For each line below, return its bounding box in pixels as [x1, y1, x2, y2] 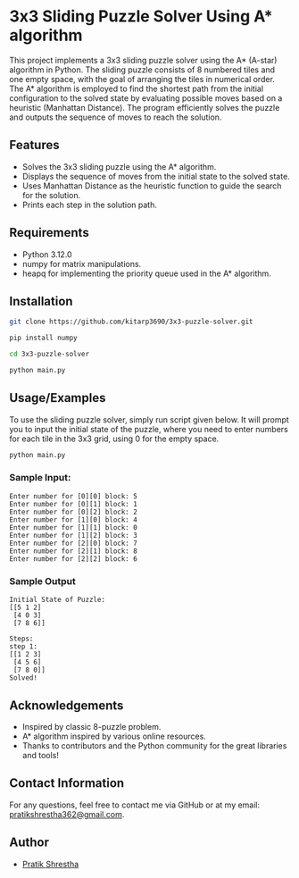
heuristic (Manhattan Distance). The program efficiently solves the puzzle [9, 102, 280, 113]
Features [9, 138, 60, 153]
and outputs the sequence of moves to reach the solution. [9, 112, 222, 122]
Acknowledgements [9, 698, 124, 713]
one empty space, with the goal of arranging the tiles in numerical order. [9, 73, 275, 84]
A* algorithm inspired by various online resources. [21, 731, 207, 741]
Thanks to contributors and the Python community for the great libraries [21, 740, 287, 751]
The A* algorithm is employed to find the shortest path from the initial [9, 83, 264, 94]
